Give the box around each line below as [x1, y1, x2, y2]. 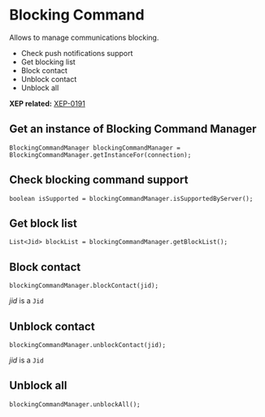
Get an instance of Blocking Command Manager [9, 122, 257, 136]
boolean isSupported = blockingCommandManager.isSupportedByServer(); [9, 194, 254, 202]
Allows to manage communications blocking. [9, 33, 159, 42]
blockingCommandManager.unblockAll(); [9, 400, 141, 408]
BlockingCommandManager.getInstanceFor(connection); [9, 150, 192, 159]
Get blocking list [20, 57, 76, 67]
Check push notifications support [20, 48, 133, 58]
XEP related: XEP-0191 [9, 98, 86, 108]
